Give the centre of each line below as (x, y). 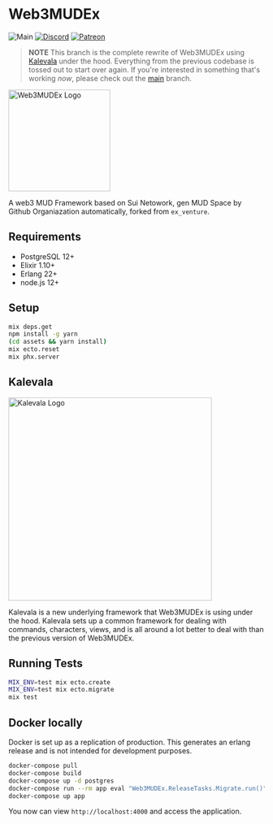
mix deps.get (30, 327)
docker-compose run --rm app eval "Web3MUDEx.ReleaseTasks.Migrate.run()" (138, 788)
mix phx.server (34, 357)
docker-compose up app (47, 796)
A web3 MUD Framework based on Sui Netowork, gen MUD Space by (125, 202)
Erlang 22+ (39, 274)
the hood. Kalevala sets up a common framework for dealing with (117, 620)
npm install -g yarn (43, 334)
